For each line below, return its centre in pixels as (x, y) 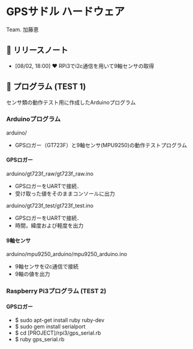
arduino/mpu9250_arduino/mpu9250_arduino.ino (67, 254)
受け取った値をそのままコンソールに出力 (65, 194)
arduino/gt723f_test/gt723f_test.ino (50, 206)
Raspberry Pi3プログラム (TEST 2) (56, 291)
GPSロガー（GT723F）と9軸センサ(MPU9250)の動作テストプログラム (101, 145)
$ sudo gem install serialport (50, 327)
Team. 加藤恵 (22, 29)
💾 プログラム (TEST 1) (46, 87)
